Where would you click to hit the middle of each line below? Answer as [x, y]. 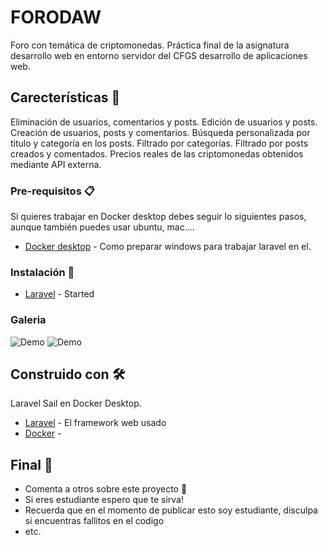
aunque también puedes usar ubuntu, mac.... [102, 227]
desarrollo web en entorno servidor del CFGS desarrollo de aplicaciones [159, 55]
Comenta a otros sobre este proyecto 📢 [106, 489]
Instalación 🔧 [42, 272]
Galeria [28, 320]
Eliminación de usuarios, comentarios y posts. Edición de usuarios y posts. [164, 122]
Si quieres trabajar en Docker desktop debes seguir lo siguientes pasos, [158, 217]
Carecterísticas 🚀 [65, 97]
